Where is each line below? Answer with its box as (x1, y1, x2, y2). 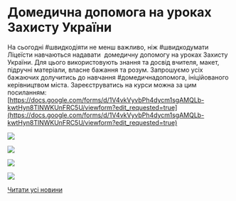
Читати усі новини (7, 185, 63, 194)
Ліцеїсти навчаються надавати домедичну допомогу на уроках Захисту (7, 50, 228, 59)
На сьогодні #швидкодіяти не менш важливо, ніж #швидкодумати (7, 43, 209, 51)
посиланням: (7, 88, 47, 97)
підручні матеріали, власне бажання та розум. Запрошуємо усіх (7, 65, 203, 74)
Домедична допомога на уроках (7, 4, 212, 21)
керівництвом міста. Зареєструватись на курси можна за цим (7, 80, 197, 89)
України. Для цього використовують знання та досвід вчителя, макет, (7, 58, 220, 66)
